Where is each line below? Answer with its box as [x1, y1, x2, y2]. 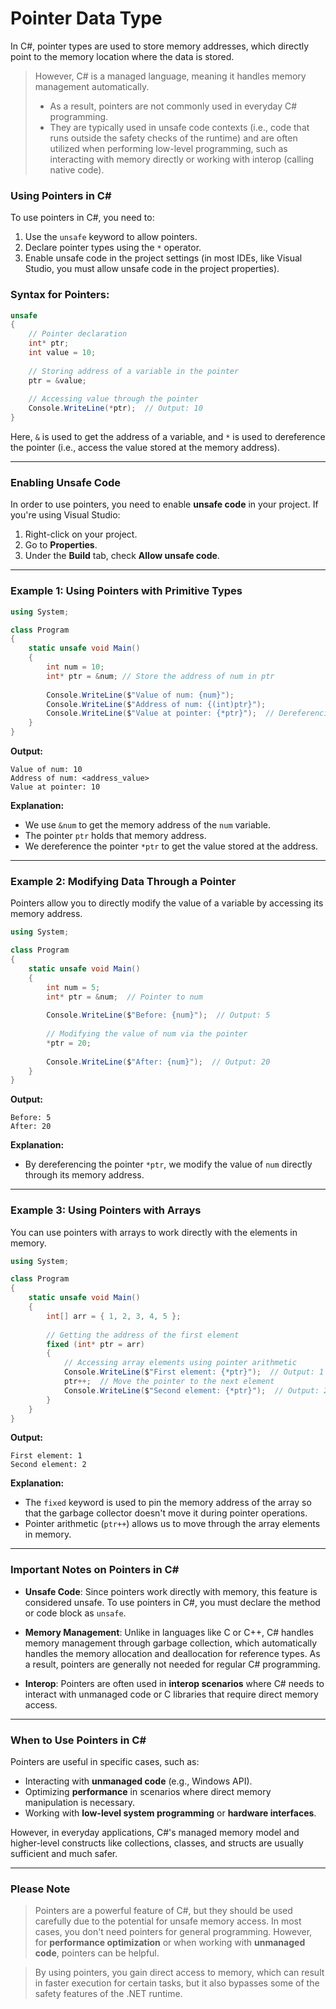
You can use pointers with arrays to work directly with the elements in [10, 1226, 298, 1238]
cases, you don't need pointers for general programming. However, [34, 1926, 313, 1938]
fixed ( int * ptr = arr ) [46, 1339, 145, 1349]
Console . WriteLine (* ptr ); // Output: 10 [28, 403, 203, 414]
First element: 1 [10, 1451, 83, 1461]
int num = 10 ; [46, 662, 105, 672]
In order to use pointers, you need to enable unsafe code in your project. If [10, 498, 319, 511]
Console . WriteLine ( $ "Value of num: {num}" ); [46, 690, 235, 700]
